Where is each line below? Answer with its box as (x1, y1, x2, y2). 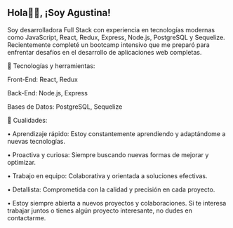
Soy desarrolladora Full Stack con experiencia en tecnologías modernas (7, 25, 215, 34)
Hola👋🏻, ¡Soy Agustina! (7, 7, 111, 19)
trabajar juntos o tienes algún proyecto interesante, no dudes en (7, 206, 193, 215)
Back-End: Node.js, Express (7, 88, 88, 97)
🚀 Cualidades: (7, 116, 48, 124)
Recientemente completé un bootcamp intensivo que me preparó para (7, 40, 210, 49)
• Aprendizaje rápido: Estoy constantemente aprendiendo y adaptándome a (7, 129, 226, 138)
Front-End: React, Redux (7, 75, 79, 83)
